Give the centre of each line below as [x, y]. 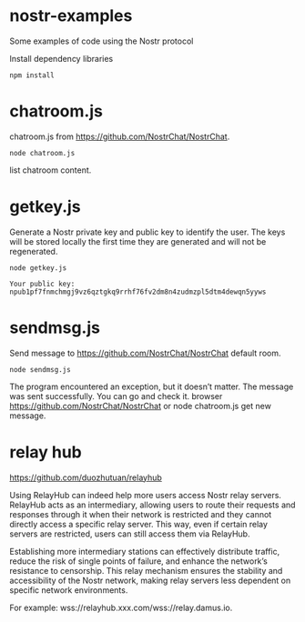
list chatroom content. [51, 170]
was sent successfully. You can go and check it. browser [116, 396]
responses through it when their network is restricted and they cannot [141, 514]
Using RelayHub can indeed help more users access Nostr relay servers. [146, 495]
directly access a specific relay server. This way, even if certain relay [139, 524]
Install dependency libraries [61, 58]
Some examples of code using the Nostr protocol [102, 41]
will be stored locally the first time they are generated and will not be [138, 241]
